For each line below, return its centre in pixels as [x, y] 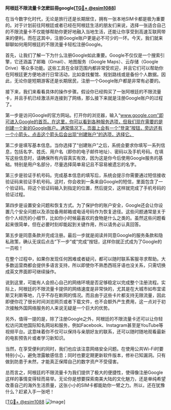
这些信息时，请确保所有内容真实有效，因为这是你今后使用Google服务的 [84, 158]
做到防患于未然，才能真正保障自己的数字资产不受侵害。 [63, 361]
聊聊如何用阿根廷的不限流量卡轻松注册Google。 [55, 44]
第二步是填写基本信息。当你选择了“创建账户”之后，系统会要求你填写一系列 [83, 145]
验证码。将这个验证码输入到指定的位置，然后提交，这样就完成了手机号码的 [88, 188]
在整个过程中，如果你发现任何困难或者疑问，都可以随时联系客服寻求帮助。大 [85, 259]
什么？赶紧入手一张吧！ [30, 392]
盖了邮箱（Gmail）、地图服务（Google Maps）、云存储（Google [93, 62]
